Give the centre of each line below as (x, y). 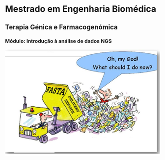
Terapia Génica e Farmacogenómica (61, 27)
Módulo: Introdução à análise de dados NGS (58, 41)
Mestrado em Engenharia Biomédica (81, 9)
